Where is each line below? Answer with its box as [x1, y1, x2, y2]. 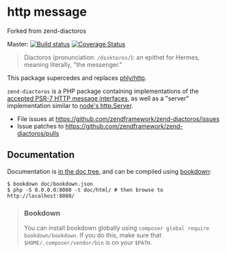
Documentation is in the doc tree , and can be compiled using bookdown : [7, 167, 212, 175]
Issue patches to [16, 122, 64, 130]
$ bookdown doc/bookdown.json [7, 181, 94, 187]
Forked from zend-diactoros [7, 27, 87, 35]
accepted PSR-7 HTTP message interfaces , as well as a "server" [7, 94, 189, 103]
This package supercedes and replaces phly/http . [7, 73, 147, 82]
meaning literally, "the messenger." [23, 60, 122, 68]
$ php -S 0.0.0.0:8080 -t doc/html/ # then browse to [7, 186, 164, 194]
